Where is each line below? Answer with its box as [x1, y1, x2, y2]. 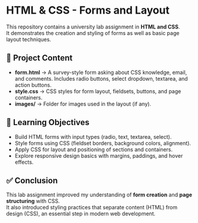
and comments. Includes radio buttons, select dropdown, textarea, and [14, 75, 188, 82]
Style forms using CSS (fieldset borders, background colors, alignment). [14, 139, 191, 146]
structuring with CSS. [6, 197, 60, 205]
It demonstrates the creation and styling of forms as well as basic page [6, 29, 180, 36]
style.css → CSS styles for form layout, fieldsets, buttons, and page [14, 87, 181, 95]
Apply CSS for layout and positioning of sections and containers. [14, 146, 173, 153]
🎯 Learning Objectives [6, 117, 90, 128]
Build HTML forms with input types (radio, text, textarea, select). [14, 133, 172, 140]
